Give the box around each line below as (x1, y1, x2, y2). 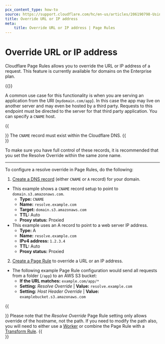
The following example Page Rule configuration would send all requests (12, 268, 157, 274)
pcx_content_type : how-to (5, 7, 58, 12)
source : (5, 12, 21, 17)
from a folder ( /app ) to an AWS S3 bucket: (12, 273, 97, 279)
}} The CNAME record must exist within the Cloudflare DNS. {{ (5, 132, 126, 138)
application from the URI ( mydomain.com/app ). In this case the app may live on (5, 98, 160, 104)
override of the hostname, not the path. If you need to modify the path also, (5, 318, 158, 324)
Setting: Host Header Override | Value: (19, 288, 99, 294)
